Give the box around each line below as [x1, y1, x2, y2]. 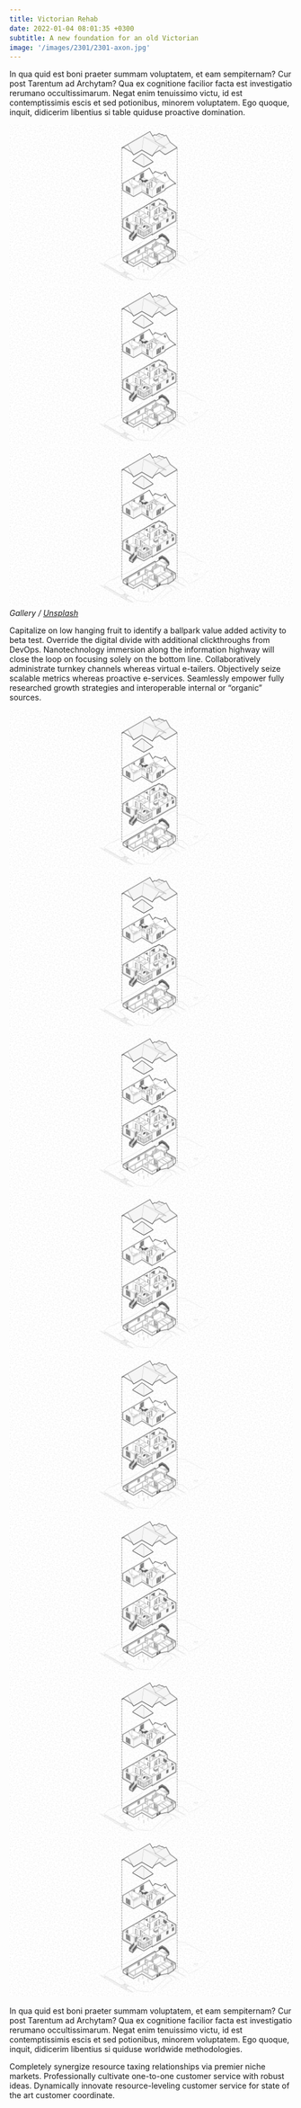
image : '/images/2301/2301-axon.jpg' [9, 43, 151, 52]
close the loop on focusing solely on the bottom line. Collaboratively [9, 653, 261, 665]
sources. [9, 692, 42, 702]
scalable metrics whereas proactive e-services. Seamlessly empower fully [9, 673, 285, 683]
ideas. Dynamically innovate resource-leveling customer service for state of [9, 2080, 290, 2091]
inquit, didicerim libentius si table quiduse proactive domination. [9, 107, 245, 118]
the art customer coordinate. [9, 2089, 115, 2100]
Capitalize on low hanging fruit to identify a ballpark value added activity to [9, 625, 287, 636]
